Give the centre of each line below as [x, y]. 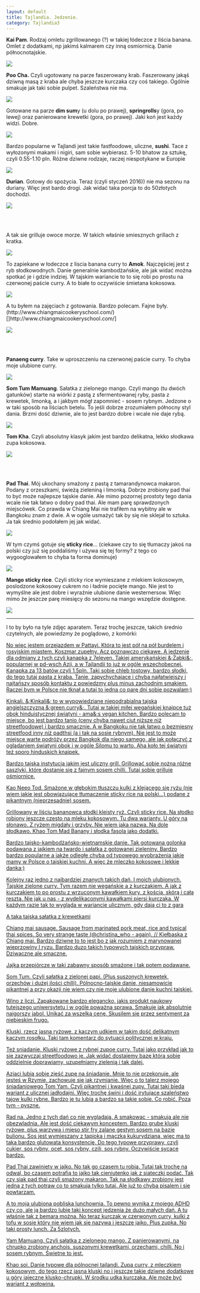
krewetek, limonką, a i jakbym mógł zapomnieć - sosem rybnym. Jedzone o [99, 401]
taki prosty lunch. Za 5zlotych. [43, 1229]
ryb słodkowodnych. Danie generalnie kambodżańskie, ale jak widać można [99, 271]
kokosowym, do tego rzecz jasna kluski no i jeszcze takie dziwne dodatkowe [100, 1271]
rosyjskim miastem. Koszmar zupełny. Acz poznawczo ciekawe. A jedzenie [98, 652]
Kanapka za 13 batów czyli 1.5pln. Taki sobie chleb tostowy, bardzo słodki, [97, 671]
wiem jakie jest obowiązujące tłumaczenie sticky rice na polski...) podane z [98, 794]
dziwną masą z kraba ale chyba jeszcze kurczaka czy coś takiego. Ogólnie [98, 82]
